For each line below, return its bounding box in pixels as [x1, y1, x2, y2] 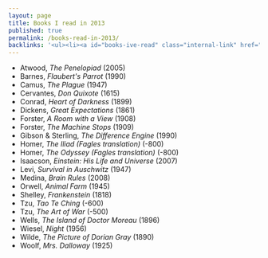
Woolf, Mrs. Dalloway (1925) [19, 240, 113, 251]
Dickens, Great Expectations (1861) [19, 105, 136, 115]
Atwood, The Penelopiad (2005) [19, 63, 126, 72]
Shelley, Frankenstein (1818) [19, 190, 112, 200]
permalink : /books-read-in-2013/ [8, 33, 120, 42]
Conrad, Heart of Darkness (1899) [19, 97, 132, 107]
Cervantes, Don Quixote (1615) [19, 88, 120, 98]
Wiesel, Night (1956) [19, 224, 87, 233]
